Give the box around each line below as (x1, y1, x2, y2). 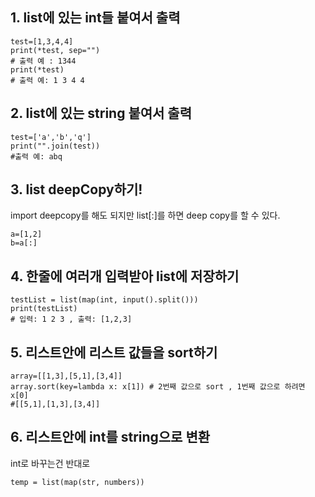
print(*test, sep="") (10, 45, 101, 55)
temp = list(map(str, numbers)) (10, 477, 145, 487)
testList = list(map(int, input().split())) (10, 295, 199, 305)
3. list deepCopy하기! (10, 181, 143, 198)
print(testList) (10, 304, 78, 314)
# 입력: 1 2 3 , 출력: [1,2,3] (10, 314, 133, 325)
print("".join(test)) (10, 141, 101, 151)
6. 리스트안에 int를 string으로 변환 (10, 429, 211, 446)
